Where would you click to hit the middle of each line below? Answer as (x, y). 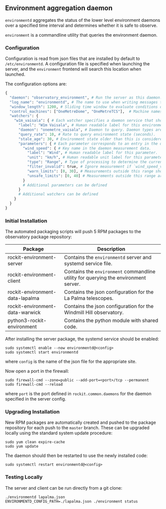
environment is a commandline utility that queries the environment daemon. (82, 35)
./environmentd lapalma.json (35, 497)
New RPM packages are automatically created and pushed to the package (81, 422)
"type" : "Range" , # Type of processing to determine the (87, 162)
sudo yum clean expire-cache (35, 442)
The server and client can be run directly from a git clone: (64, 488)
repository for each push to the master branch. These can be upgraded (77, 428)
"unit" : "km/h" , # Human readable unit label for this (84, 157)
